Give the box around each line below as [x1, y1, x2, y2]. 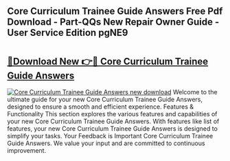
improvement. [7, 147, 47, 154]
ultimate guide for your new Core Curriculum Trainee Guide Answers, [7, 96, 203, 103]
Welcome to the [172, 88, 218, 96]
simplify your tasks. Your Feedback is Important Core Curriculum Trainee [7, 132, 214, 140]
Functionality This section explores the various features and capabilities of [7, 110, 218, 118]
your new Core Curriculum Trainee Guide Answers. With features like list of [7, 117, 220, 125]
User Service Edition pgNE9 [7, 27, 128, 39]
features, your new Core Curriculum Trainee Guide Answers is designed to [7, 125, 218, 133]
